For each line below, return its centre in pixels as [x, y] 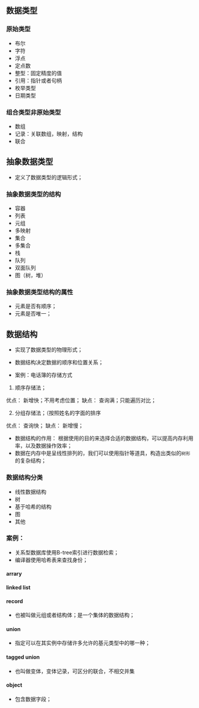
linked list [18, 587]
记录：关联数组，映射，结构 [49, 133]
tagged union [23, 657]
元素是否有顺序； [36, 306]
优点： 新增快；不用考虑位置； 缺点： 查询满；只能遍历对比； [81, 400]
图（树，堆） [30, 275]
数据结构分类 [25, 478]
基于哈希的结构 [33, 506]
